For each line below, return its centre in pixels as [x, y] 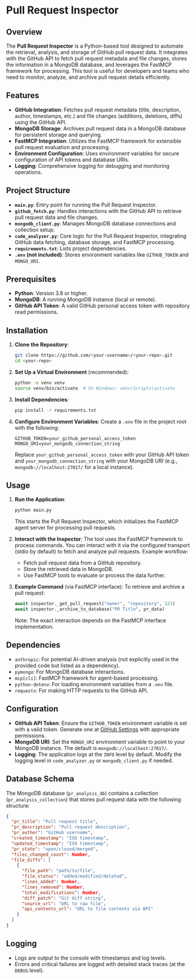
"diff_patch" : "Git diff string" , [64, 898]
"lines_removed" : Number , [53, 887]
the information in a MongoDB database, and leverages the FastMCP [89, 65]
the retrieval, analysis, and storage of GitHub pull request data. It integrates [97, 52]
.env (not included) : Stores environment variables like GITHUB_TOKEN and [102, 254]
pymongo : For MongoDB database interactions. [70, 671]
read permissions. [36, 312]
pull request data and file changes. [56, 217]
